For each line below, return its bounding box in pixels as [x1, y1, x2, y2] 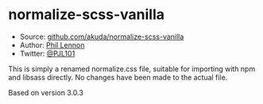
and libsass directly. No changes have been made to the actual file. [8, 72, 228, 82]
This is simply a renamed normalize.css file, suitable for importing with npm [8, 64, 256, 73]
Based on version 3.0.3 [8, 87, 83, 97]
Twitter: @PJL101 [19, 48, 75, 58]
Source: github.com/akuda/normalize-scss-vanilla [19, 32, 184, 41]
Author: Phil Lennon [19, 40, 85, 49]
